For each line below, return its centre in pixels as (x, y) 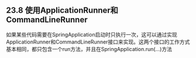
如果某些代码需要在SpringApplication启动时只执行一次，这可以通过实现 (92, 34)
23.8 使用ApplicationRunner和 (62, 10)
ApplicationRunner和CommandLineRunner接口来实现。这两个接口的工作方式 (98, 42)
